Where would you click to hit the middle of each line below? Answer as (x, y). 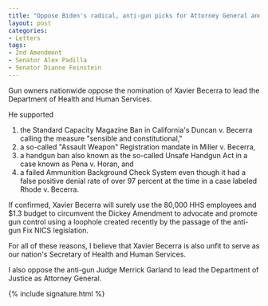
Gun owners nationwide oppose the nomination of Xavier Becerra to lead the (134, 90)
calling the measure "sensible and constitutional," (101, 138)
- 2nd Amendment (35, 53)
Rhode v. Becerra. (49, 189)
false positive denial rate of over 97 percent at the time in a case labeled (138, 181)
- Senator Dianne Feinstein (55, 68)
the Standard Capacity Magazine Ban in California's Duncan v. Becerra (136, 129)
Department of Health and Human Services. (80, 99)
